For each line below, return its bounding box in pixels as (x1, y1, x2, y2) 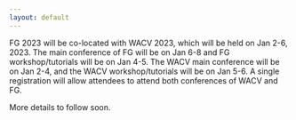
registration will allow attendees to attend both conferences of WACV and (9, 75, 278, 85)
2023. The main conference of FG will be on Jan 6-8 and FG (9, 46, 230, 58)
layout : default (9, 12, 69, 22)
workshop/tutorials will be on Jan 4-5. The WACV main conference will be (9, 56, 280, 67)
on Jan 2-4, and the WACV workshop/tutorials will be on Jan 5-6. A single (9, 66, 280, 76)
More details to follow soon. (9, 101, 111, 112)
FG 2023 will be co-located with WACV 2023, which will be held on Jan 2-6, (9, 37, 288, 48)
